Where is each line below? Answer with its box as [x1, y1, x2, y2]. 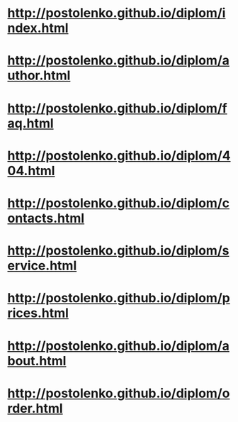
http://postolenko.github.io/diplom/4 [7, 148, 231, 164]
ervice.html [7, 257, 77, 274]
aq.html [7, 115, 55, 131]
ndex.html [7, 20, 69, 36]
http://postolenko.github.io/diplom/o [7, 385, 230, 401]
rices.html [7, 305, 69, 321]
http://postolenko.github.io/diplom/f [7, 100, 228, 116]
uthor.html [7, 67, 71, 84]
